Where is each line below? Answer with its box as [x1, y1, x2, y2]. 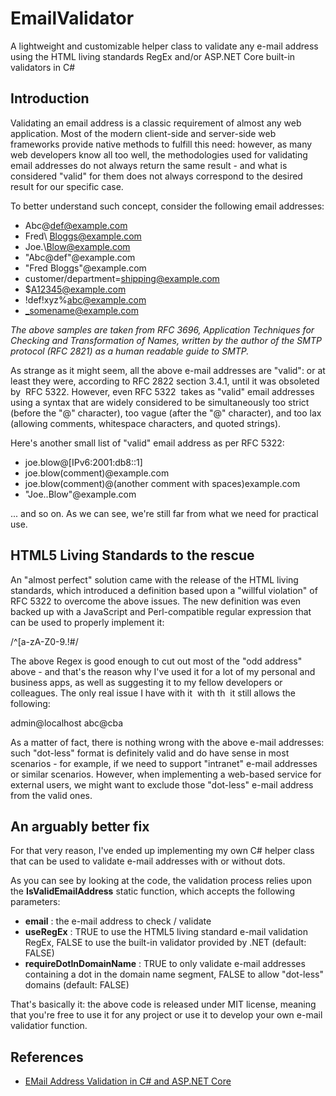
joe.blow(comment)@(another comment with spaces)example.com [24, 477, 301, 489]
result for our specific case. [10, 180, 124, 192]
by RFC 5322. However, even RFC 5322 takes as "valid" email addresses [10, 385, 315, 397]
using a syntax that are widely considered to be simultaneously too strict [10, 396, 310, 408]
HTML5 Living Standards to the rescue [10, 547, 255, 564]
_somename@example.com [24, 304, 139, 316]
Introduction [10, 90, 90, 107]
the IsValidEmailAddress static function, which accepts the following [10, 885, 295, 897]
